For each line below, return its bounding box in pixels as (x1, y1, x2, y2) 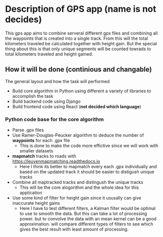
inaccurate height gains (12, 200, 60, 206)
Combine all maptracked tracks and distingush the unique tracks (12, 179, 144, 185)
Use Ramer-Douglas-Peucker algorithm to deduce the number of (12, 132, 144, 138)
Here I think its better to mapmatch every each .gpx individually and (19, 164, 157, 170)
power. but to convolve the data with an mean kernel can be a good (19, 216, 157, 222)
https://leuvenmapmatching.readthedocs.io (12, 158, 100, 164)
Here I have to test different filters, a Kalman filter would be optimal (19, 206, 156, 211)
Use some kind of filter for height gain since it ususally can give (12, 195, 141, 201)
